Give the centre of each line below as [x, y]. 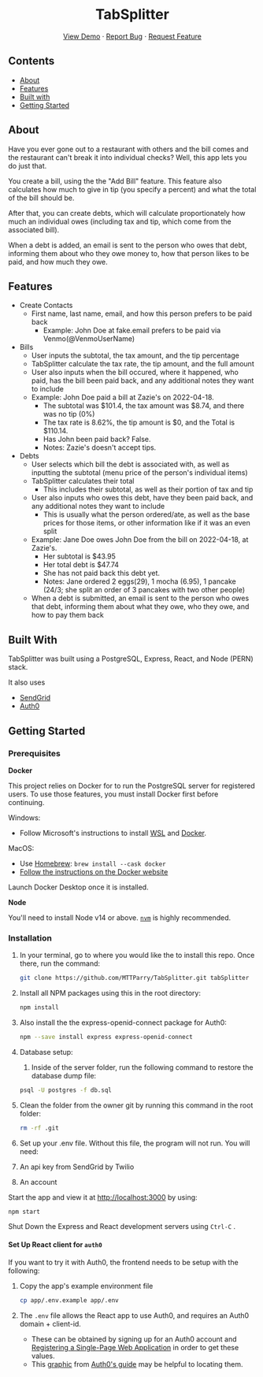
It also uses [27, 682]
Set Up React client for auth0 [55, 1245]
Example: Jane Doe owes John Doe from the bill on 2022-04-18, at [140, 540]
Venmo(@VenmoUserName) [89, 339]
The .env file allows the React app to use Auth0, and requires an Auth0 [134, 1315]
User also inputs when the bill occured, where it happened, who [135, 373]
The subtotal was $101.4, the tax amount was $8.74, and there [144, 406]
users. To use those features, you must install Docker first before [113, 794]
